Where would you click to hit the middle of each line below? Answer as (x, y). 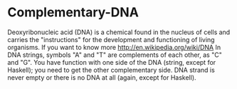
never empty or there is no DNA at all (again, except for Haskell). (102, 77)
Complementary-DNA (73, 12)
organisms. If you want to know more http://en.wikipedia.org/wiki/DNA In (114, 47)
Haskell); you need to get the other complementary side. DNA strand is (111, 70)
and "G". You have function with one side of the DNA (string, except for (112, 62)
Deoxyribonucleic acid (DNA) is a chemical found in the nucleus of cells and (119, 32)
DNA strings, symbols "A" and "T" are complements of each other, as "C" (115, 55)
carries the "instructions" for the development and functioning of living (111, 39)
